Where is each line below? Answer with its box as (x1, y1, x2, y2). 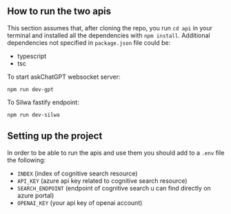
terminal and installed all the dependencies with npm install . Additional (7, 31, 210, 39)
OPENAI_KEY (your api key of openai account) (17, 198, 143, 206)
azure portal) (17, 191, 54, 200)
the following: (7, 155, 46, 164)
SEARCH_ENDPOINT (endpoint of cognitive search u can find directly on (17, 184, 212, 192)
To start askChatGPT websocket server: (7, 72, 121, 81)
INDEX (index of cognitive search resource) (17, 169, 138, 177)
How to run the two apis (7, 6, 112, 17)
